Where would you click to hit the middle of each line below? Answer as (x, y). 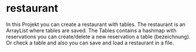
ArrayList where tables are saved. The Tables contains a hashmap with (91, 30)
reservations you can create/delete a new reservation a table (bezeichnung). (98, 36)
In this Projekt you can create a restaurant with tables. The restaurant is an (96, 24)
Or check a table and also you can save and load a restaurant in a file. (90, 43)
